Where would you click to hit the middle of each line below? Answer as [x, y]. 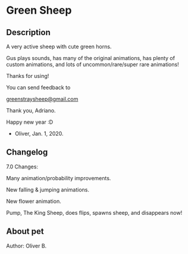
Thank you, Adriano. [31, 110]
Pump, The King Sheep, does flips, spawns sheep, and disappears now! [94, 212]
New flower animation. [34, 201]
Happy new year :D [30, 122]
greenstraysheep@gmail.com [42, 99]
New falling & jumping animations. [48, 189]
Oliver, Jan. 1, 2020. [39, 134]
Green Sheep [39, 10]
